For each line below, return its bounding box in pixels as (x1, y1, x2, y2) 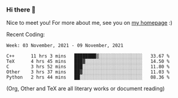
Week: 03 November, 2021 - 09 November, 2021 (6, 42, 123, 49)
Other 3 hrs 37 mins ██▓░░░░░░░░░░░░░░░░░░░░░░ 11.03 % (6, 69, 170, 75)
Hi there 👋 (6, 5, 36, 14)
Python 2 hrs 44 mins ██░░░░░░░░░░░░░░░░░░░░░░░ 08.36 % (6, 74, 170, 80)
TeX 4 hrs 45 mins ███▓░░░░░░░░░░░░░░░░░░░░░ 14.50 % (6, 59, 170, 65)
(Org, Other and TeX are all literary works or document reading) (6, 85, 165, 93)
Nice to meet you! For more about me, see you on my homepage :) (6, 19, 173, 27)
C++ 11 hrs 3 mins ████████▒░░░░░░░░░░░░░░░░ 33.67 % (6, 53, 170, 59)
